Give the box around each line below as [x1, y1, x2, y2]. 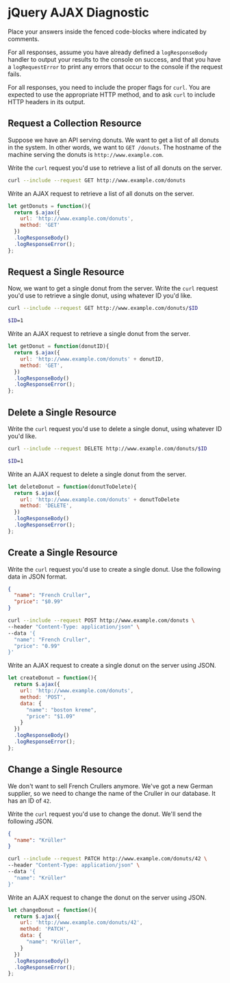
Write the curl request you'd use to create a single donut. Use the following [8, 565, 221, 573]
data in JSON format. [8, 572, 68, 581]
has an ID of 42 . [8, 797, 52, 805]
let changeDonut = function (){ [8, 906, 97, 913]
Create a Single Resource [8, 547, 118, 559]
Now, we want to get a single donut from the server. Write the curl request [8, 284, 218, 293]
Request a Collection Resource [8, 118, 142, 130]
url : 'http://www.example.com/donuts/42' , [20, 919, 143, 926]
